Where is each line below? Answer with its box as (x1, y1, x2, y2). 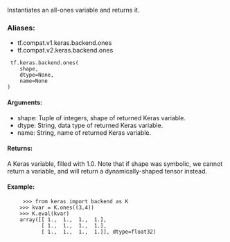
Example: (7, 183, 35, 191)
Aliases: (7, 23, 36, 32)
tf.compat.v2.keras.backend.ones (17, 46, 114, 55)
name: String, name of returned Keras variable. (17, 128, 151, 137)
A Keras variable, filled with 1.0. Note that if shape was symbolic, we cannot (7, 159, 223, 168)
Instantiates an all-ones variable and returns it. (7, 6, 140, 14)
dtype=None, (19, 72, 54, 79)
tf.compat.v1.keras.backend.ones (17, 39, 112, 47)
